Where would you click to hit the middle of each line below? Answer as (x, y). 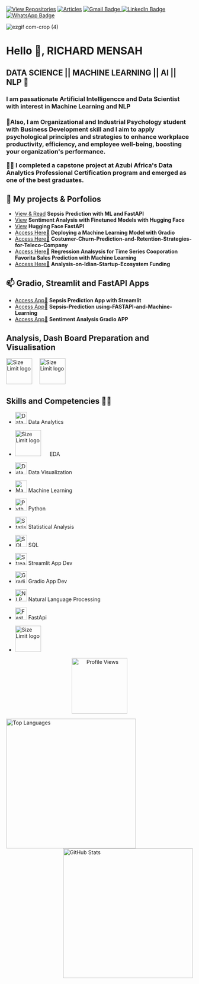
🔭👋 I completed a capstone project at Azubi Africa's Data (89, 165)
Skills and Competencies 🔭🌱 (59, 401)
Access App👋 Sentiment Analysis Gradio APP (71, 320)
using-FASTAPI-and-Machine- (134, 307)
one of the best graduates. (45, 180)
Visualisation (31, 347)
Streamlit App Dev (50, 563)
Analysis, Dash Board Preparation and (78, 338)
